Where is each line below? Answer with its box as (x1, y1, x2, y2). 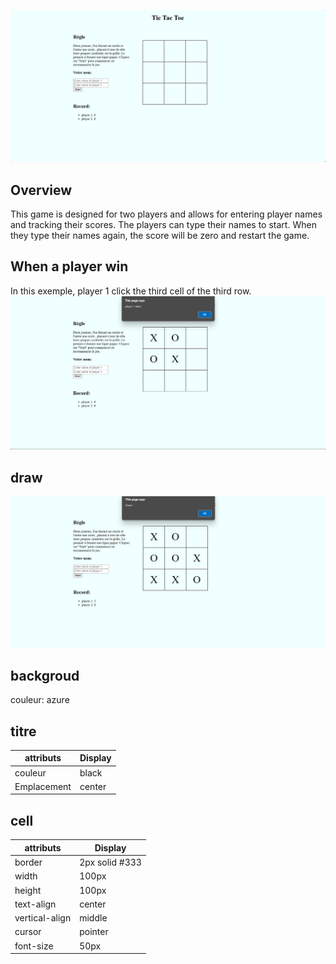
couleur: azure (10, 694, 70, 706)
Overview (10, 181, 73, 199)
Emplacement (14, 780, 72, 792)
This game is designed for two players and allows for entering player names (10, 208, 323, 220)
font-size (14, 940, 54, 952)
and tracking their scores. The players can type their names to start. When (10, 218, 317, 230)
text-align (14, 898, 57, 910)
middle (79, 912, 108, 924)
